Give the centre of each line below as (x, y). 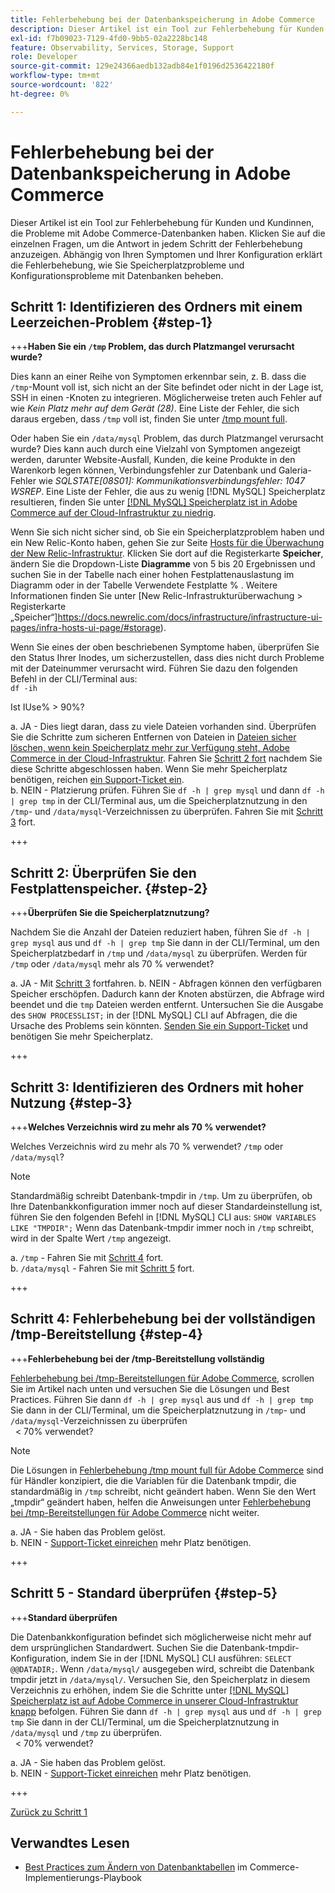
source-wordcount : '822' (62, 85)
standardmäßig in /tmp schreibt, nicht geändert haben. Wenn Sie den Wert (163, 1491)
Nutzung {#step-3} (71, 1102)
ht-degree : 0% (40, 94)
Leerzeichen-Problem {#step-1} (111, 322)
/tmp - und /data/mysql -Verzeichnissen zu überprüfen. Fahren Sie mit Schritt (167, 812)
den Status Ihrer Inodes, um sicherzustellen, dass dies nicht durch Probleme (167, 658)
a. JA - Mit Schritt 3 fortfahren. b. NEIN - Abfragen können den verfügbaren (166, 983)
